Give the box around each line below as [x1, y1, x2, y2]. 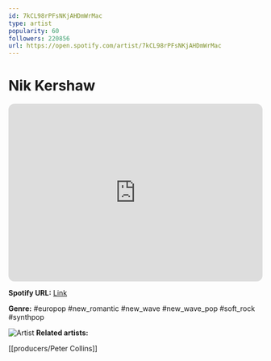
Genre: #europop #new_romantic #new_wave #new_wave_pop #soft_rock [8, 304, 256, 313]
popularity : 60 [8, 27, 60, 35]
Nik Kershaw [8, 77, 96, 95]
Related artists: [35, 328, 89, 338]
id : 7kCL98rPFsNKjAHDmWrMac [8, 11, 103, 20]
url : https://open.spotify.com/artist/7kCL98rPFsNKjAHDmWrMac [8, 42, 222, 50]
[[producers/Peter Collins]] [8, 344, 98, 354]
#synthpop [8, 313, 44, 322]
